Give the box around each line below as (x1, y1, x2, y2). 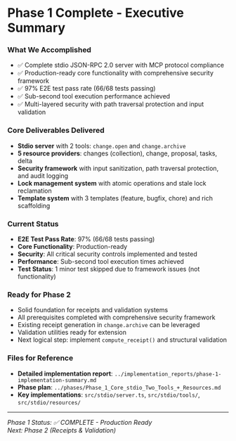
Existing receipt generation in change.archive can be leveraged (17, 321, 200, 329)
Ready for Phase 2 (7, 290, 72, 300)
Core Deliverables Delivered (7, 125, 105, 135)
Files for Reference (7, 353, 74, 363)
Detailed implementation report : (17, 369, 114, 378)
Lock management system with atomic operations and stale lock (17, 179, 206, 187)
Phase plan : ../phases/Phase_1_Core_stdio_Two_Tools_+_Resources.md (17, 383, 221, 391)
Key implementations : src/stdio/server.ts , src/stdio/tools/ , (17, 390, 200, 399)
